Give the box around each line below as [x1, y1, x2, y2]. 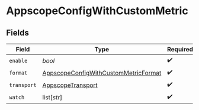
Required [166, 46, 194, 53]
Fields [6, 28, 30, 38]
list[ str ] [42, 93, 63, 101]
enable [9, 57, 28, 64]
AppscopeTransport [42, 81, 98, 89]
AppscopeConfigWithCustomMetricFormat [42, 69, 162, 77]
